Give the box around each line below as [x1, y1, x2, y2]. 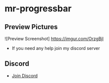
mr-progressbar [4, 3, 72, 14]
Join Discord [11, 73, 38, 79]
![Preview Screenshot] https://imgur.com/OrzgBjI [4, 36, 104, 41]
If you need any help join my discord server [11, 45, 100, 51]
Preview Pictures [4, 23, 58, 31]
